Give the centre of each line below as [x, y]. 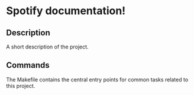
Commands [28, 65]
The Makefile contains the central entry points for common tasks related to [97, 79]
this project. [21, 86]
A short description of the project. [47, 47]
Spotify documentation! [66, 11]
